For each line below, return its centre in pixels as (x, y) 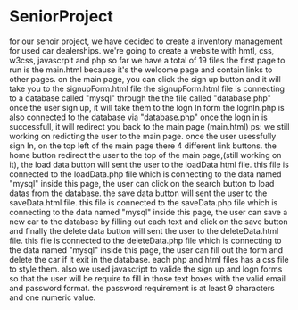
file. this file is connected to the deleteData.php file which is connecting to (145, 240)
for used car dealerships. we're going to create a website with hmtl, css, (142, 50)
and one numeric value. (53, 297)
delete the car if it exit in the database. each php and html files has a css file (149, 259)
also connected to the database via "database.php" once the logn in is (138, 117)
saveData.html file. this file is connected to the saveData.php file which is (144, 202)
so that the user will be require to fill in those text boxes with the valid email (147, 278)
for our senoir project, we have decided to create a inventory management (146, 41)
